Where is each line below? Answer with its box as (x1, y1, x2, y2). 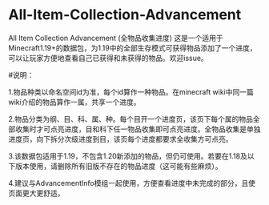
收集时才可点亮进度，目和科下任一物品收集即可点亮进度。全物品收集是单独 (14, 124, 261, 134)
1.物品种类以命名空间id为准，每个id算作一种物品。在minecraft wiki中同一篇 (8, 86, 255, 97)
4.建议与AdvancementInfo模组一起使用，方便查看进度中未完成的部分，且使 (8, 178, 256, 187)
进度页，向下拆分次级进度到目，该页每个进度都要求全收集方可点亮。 (8, 134, 233, 143)
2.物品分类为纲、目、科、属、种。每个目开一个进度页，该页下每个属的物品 (8, 114, 254, 123)
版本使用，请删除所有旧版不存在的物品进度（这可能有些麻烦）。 (14, 161, 223, 171)
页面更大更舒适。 (8, 188, 65, 198)
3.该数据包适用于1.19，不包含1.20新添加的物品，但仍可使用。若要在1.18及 (8, 151, 248, 161)
